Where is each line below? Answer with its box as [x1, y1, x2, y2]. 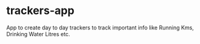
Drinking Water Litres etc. [6, 30, 70, 37]
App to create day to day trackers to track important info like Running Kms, [6, 24, 194, 31]
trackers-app [6, 4, 75, 18]
